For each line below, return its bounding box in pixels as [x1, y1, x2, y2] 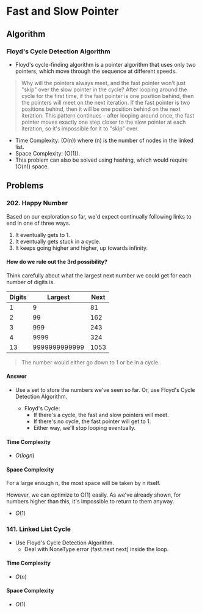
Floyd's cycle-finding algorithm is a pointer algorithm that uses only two [15, 61, 197, 68]
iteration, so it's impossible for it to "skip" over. [21, 124, 139, 132]
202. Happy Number [6, 199, 68, 208]
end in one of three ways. [6, 219, 71, 227]
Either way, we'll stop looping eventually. [33, 424, 136, 431]
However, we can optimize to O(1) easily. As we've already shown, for [6, 491, 181, 498]
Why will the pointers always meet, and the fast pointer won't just [21, 79, 186, 86]
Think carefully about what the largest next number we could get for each [6, 271, 192, 279]
